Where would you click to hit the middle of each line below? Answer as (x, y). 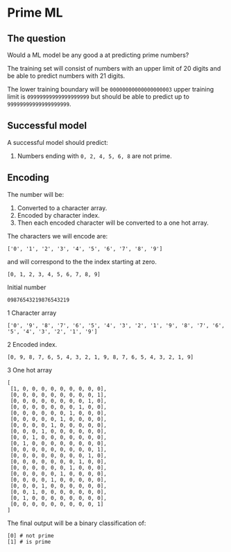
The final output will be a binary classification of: (77, 523)
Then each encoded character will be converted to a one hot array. (113, 223)
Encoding (28, 178)
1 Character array (32, 313)
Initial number (27, 287)
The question (36, 38)
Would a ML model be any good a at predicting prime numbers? (98, 55)
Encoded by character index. (59, 215)
